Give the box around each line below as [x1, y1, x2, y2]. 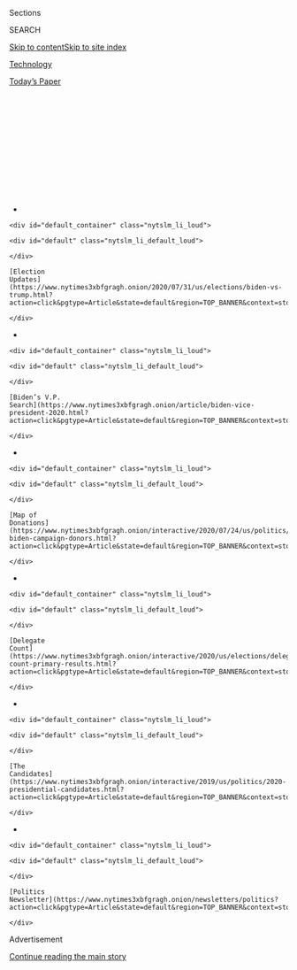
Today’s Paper [9, 76, 62, 87]
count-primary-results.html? [9, 659, 117, 668]
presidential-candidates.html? [9, 785, 125, 794]
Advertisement [9, 934, 64, 944]
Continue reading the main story [9, 951, 126, 961]
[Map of [9, 511, 38, 520]
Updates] [9, 275, 42, 284]
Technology [9, 59, 53, 69]
